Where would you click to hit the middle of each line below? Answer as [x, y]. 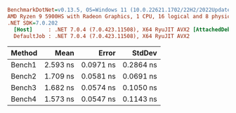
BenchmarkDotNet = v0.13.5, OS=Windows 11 [67, 10]
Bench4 [24, 99]
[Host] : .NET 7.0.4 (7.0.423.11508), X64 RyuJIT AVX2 [102, 29]
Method [24, 53]
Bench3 [24, 88]
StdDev [145, 53]
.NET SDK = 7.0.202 [33, 23]
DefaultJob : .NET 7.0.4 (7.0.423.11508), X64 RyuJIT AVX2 [102, 36]
